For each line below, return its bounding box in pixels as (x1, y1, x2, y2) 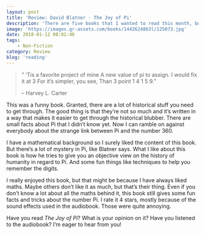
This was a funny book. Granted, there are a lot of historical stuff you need (6, 101, 194, 108)
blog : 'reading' (6, 54, 48, 60)
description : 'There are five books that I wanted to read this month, (6, 20, 192, 26)
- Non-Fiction (17, 43, 53, 49)
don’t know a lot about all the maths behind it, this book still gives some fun (6, 190, 196, 197)
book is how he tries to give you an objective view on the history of (6, 152, 175, 159)
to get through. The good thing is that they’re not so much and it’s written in (6, 107, 196, 115)
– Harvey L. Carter (21, 89, 68, 96)
